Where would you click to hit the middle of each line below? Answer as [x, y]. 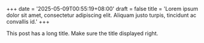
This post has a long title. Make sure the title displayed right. [82, 33]
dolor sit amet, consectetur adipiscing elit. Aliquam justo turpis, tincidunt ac [101, 15]
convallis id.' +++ [28, 21]
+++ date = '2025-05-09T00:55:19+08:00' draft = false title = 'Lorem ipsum [102, 9]
